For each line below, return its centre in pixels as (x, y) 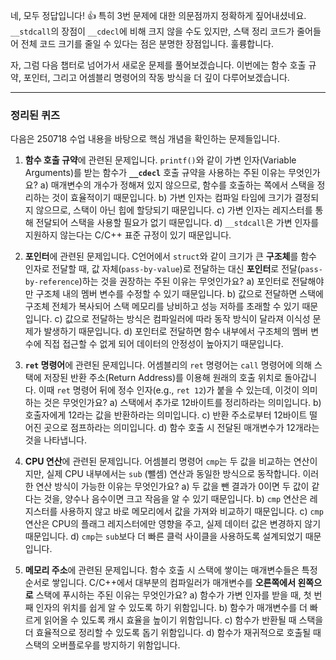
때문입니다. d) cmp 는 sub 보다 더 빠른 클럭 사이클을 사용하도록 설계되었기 (163, 536)
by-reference (52, 282)
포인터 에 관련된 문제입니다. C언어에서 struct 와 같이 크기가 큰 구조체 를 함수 (170, 256)
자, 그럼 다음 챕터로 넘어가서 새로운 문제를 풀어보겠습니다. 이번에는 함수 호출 (158, 65)
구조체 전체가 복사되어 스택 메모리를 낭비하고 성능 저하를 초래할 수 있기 (162, 306)
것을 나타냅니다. (55, 440)
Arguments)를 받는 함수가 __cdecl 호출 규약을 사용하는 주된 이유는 (155, 173)
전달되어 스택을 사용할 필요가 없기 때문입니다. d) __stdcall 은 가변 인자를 (177, 223)
